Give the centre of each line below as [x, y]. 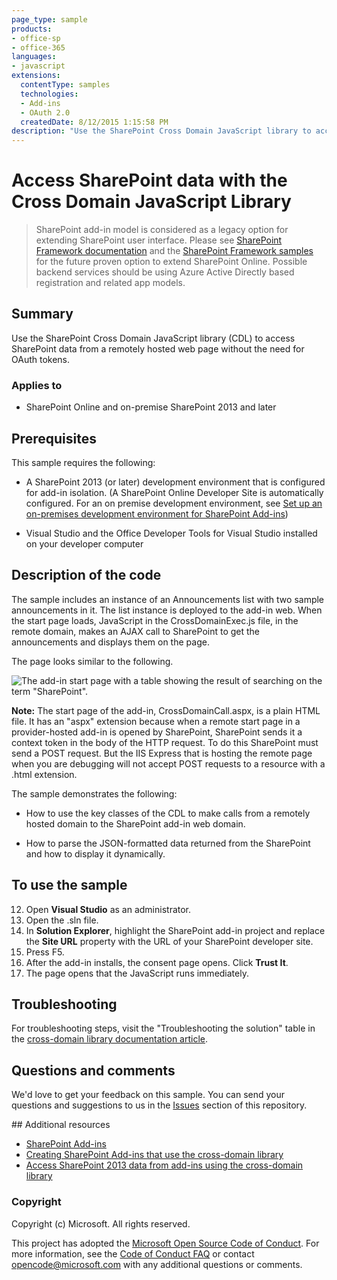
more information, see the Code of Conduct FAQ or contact [133, 1253]
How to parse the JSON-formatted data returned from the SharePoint [168, 843]
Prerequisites [54, 438]
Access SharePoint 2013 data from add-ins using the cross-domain [164, 1165]
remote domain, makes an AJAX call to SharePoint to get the [136, 631]
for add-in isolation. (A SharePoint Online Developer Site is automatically [174, 492]
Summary [42, 314]
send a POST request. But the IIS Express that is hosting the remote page [162, 753]
